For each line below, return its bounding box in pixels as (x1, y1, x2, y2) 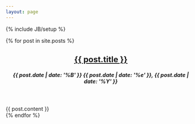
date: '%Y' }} (83, 78, 118, 85)
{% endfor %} (5, 111, 40, 119)
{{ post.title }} (74, 55, 128, 65)
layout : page (5, 8, 39, 15)
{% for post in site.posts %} (5, 37, 75, 44)
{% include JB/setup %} (5, 25, 66, 33)
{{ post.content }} (5, 105, 50, 112)
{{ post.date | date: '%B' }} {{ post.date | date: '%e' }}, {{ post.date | (13, 71, 189, 78)
